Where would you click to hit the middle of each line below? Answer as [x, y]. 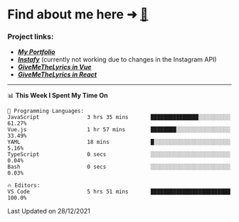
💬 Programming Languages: [46, 111]
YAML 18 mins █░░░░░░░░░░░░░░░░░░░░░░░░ [119, 142]
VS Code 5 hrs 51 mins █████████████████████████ [119, 192]
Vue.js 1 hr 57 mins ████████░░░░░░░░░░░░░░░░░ [119, 130]
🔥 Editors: [24, 186]
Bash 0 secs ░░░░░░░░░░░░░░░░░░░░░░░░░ [119, 167]
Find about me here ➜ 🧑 [78, 15]
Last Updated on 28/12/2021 [49, 211]
